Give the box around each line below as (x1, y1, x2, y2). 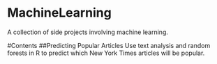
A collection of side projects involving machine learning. (7, 28, 169, 36)
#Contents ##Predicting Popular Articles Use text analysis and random (7, 41, 211, 49)
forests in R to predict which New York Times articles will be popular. (7, 49, 205, 57)
